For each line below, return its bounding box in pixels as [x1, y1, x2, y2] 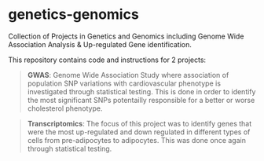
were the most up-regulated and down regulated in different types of [27, 127, 251, 137]
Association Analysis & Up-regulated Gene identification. [8, 39, 192, 49]
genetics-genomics [8, 5, 139, 24]
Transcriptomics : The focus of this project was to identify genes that [27, 119, 252, 128]
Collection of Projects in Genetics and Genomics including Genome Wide [8, 31, 244, 41]
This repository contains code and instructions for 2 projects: [8, 55, 207, 64]
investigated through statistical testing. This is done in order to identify [27, 86, 256, 96]
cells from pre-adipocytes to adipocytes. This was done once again [27, 135, 246, 145]
